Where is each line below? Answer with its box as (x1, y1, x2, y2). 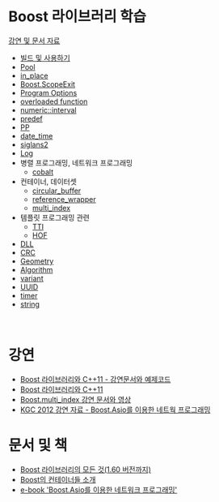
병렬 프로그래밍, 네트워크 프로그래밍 (19, 157, 133, 167)
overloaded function (19, 97, 88, 106)
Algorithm (19, 264, 53, 274)
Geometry (19, 256, 54, 266)
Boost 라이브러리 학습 (8, 7, 147, 26)
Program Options (19, 88, 78, 97)
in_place (19, 71, 48, 80)
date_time (19, 131, 53, 140)
